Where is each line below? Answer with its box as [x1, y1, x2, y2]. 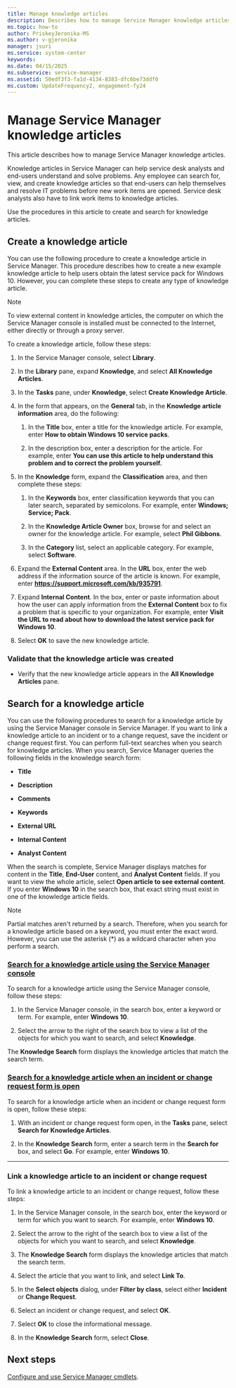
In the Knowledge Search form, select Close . [17, 1333, 150, 1342]
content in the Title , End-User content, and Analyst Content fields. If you [7, 870, 221, 878]
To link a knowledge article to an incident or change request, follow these [7, 1187, 220, 1195]
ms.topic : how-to [7, 23, 58, 30]
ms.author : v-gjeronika [7, 37, 77, 44]
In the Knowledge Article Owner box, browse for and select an [27, 522, 211, 531]
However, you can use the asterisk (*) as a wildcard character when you [7, 935, 216, 943]
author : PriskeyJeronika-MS [7, 30, 90, 37]
